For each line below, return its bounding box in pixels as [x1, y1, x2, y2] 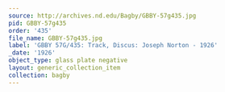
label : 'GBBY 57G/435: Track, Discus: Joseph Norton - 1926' [8, 42, 219, 50]
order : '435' [8, 26, 52, 34]
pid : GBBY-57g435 [8, 19, 67, 27]
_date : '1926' [8, 49, 56, 57]
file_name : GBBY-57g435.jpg [8, 34, 103, 42]
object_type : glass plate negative [8, 57, 128, 65]
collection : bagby [8, 71, 70, 79]
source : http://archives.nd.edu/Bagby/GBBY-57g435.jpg [8, 11, 197, 20]
